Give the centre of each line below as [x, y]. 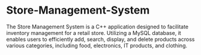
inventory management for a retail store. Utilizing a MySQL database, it [94, 33]
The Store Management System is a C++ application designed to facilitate [97, 27]
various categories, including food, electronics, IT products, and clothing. [97, 46]
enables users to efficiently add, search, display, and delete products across [100, 39]
